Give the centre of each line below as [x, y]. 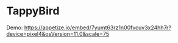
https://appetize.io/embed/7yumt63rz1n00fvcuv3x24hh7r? [98, 27]
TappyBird [33, 11]
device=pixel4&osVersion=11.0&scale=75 [58, 33]
